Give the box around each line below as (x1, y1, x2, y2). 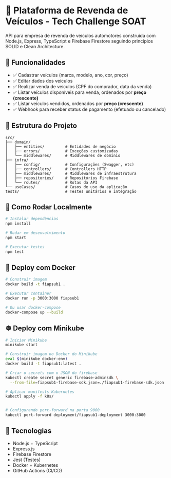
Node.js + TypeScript (12, 440, 58, 446)
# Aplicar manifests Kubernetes (5, 389, 74, 394)
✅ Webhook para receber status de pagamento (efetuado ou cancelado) (12, 106, 166, 112)
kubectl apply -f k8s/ (5, 394, 54, 399)
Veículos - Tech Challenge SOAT (5, 15, 146, 27)
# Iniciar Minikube (5, 337, 47, 343)
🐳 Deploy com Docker (5, 264, 76, 272)
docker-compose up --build (5, 310, 63, 315)
